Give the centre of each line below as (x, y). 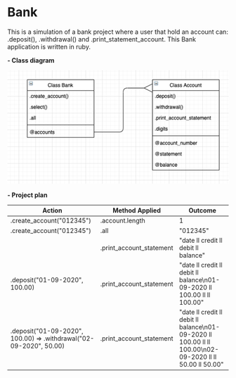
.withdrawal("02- (69, 338)
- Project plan (27, 195)
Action (52, 210)
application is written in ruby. (49, 46)
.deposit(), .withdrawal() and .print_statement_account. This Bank (102, 39)
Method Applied (137, 210)
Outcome (202, 210)
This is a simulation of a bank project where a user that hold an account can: (118, 32)
